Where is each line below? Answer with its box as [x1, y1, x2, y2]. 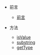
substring [16, 40, 36, 45]
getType [16, 45, 33, 50]
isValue [16, 34, 31, 40]
